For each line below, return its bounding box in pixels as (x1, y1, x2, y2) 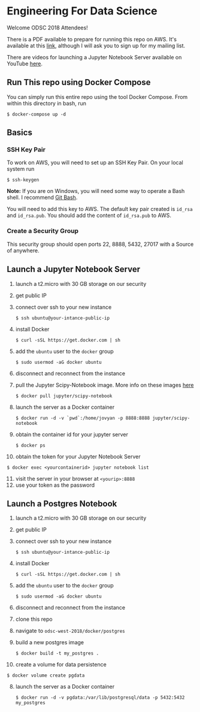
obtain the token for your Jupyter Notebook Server (15, 452, 141, 460)
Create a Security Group (7, 227, 79, 235)
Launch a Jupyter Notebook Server (7, 264, 140, 274)
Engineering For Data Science (7, 4, 157, 18)
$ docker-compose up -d (7, 111, 66, 117)
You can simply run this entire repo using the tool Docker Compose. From (7, 93, 188, 100)
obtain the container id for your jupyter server (15, 430, 128, 438)
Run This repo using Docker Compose (7, 77, 151, 88)
